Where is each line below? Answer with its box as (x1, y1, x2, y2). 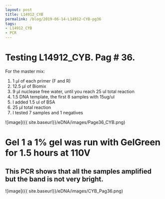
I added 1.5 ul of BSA (12, 99, 55, 105)
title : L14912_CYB (5, 12, 43, 17)
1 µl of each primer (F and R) (12, 78, 71, 84)
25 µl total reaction (12, 104, 51, 110)
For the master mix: (5, 68, 45, 74)
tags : (5, 21, 16, 26)
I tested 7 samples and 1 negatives (12, 109, 83, 115)
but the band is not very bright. (5, 175, 104, 183)
